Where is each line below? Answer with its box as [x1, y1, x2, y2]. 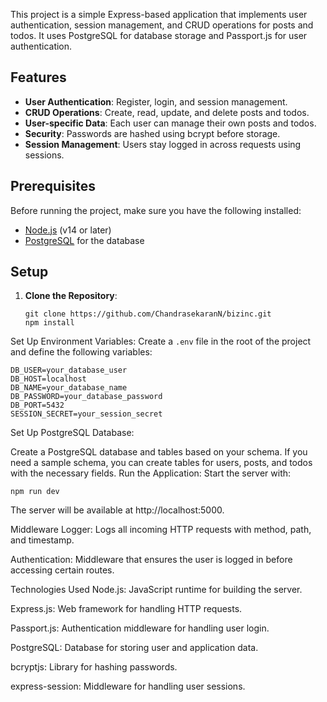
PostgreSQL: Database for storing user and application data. [10, 642, 259, 654]
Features [10, 69, 67, 86]
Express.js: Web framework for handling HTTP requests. [10, 603, 243, 615]
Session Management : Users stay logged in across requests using [24, 138, 302, 150]
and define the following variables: [10, 346, 153, 358]
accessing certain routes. [10, 564, 115, 576]
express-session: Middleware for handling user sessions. [10, 680, 246, 693]
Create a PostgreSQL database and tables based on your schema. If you [10, 446, 308, 458]
